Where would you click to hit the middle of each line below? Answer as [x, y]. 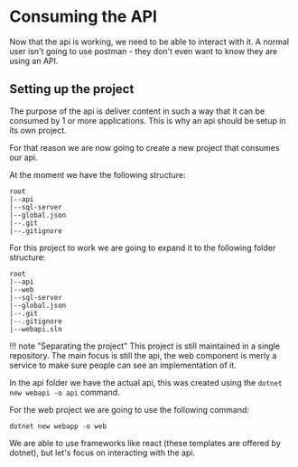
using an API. [34, 61]
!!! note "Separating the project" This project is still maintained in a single [145, 346]
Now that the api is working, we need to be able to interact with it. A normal [149, 42]
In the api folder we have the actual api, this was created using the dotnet [146, 382]
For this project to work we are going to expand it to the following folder [143, 248]
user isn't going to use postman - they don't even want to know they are [144, 51]
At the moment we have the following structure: [98, 174]
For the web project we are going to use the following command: [130, 409]
